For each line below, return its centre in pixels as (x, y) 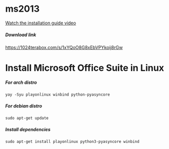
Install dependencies (28, 129)
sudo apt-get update (27, 118)
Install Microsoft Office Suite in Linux (85, 68)
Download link (21, 35)
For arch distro (21, 82)
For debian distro (24, 106)
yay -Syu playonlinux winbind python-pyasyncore (58, 95)
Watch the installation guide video (41, 23)
